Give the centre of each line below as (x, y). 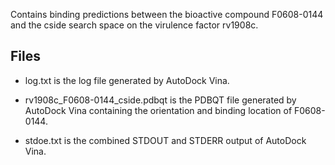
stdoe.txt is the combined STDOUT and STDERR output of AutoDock (165, 140)
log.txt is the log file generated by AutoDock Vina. (127, 80)
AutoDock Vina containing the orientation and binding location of (158, 110)
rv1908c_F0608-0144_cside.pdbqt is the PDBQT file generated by (160, 100)
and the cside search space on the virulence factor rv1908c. (134, 25)
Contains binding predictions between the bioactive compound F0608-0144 (167, 14)
